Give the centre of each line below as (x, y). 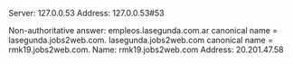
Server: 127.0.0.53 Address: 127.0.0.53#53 (86, 13)
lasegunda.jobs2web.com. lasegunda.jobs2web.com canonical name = (141, 40)
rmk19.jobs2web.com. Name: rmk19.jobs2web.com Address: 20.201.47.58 (146, 50)
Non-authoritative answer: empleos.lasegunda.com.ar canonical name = (143, 30)
